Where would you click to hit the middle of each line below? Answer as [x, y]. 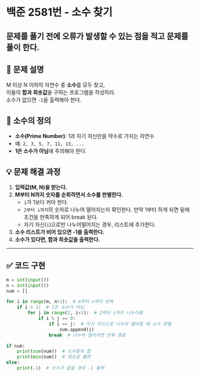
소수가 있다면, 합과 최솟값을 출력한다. [57, 240]
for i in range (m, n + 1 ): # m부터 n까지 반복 [60, 302]
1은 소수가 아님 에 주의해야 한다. [51, 151]
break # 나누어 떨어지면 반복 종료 [87, 335]
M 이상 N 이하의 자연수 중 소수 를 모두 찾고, [56, 85]
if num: [16, 346]
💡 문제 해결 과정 [33, 172]
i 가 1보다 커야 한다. [46, 202]
